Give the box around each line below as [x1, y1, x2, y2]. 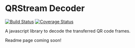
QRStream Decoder [5, 3, 85, 14]
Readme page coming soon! [5, 37, 62, 43]
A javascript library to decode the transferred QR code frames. [5, 28, 131, 34]
